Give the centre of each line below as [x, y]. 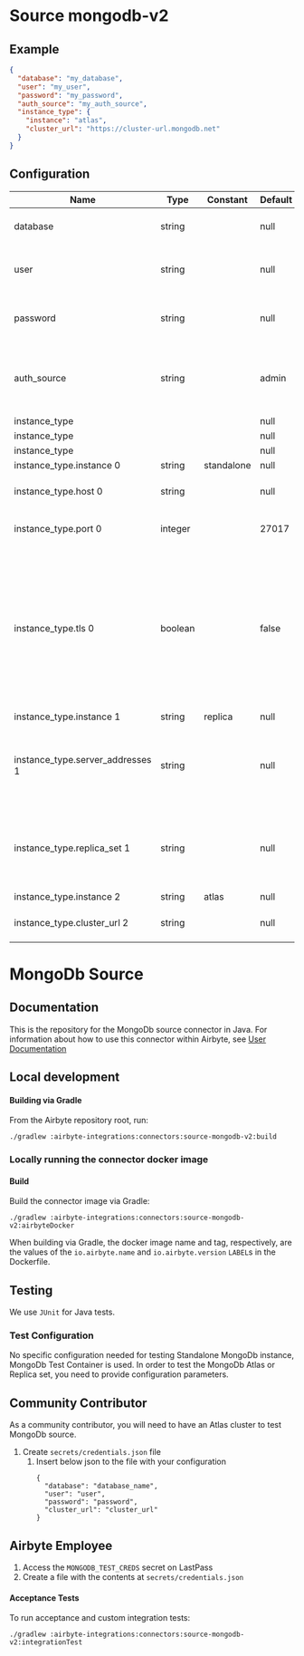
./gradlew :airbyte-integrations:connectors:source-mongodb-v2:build [143, 1137]
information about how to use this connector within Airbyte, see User [138, 1039]
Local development [65, 1077]
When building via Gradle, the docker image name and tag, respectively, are [151, 1243]
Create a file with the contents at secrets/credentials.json [133, 1577]
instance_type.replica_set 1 [72, 848]
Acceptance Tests [44, 1598]
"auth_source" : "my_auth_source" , [82, 104]
